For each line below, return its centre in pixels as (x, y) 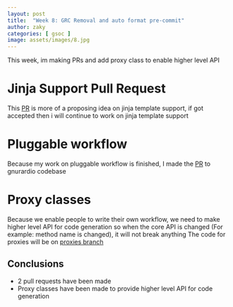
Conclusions (36, 264)
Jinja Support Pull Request (86, 89)
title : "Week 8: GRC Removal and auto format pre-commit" (96, 20)
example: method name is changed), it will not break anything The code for (116, 234)
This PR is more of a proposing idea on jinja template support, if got (105, 108)
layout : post (26, 14)
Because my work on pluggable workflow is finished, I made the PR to (109, 164)
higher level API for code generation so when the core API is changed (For (115, 227)
